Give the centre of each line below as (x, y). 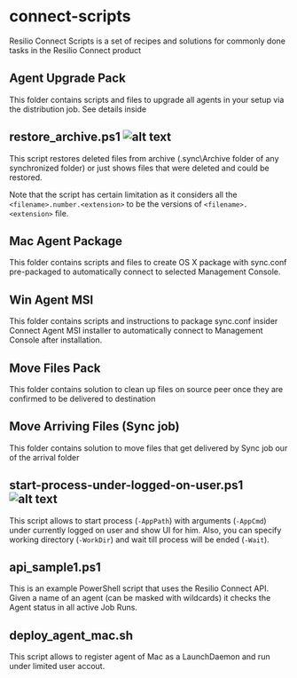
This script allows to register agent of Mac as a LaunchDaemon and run (140, 657)
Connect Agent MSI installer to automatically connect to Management (136, 331)
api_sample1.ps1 (55, 568)
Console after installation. (56, 340)
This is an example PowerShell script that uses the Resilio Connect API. (139, 588)
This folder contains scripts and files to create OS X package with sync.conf (148, 263)
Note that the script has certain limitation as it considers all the (123, 194)
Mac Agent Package (66, 241)
